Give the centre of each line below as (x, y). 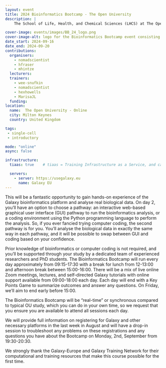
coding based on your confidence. (40, 239)
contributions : (21, 51)
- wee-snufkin (28, 83)
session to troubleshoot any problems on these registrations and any (75, 330)
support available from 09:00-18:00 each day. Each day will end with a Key (81, 280)
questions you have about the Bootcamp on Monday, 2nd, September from (81, 336)
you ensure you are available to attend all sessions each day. (67, 310)
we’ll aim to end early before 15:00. (41, 290)
